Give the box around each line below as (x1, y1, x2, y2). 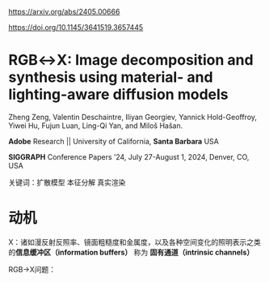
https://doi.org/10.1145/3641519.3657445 (8, 23, 144, 32)
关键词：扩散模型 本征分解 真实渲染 (8, 177, 126, 187)
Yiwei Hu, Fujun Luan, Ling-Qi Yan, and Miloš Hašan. (8, 121, 183, 130)
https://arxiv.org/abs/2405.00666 (8, 7, 120, 16)
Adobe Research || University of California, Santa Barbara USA (8, 136, 220, 146)
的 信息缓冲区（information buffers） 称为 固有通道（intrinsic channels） (8, 247, 254, 257)
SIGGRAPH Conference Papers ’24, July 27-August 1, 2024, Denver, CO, (8, 152, 250, 161)
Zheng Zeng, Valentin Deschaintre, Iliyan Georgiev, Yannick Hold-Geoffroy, (8, 112, 257, 122)
